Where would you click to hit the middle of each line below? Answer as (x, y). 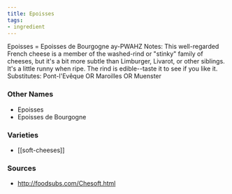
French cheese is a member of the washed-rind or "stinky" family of (106, 54)
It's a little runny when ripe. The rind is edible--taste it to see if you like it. (113, 69)
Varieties (23, 135)
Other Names (30, 94)
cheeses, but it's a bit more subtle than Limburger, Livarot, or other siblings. (116, 61)
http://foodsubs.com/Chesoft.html (66, 184)
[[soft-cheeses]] (41, 150)
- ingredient (26, 27)
